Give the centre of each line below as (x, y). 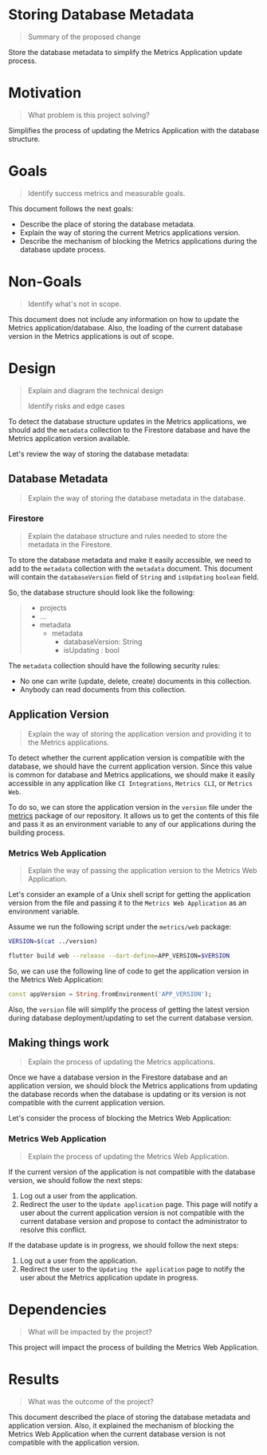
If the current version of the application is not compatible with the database (132, 1172)
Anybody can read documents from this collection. (103, 689)
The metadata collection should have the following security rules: (114, 665)
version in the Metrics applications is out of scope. (91, 336)
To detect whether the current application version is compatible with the (127, 757)
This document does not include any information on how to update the (124, 319)
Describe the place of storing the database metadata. (108, 224)
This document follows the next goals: (71, 208)
